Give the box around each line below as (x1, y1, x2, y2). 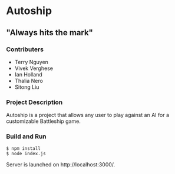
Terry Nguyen (14, 58, 49, 65)
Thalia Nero (14, 77, 43, 84)
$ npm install (6, 146, 41, 152)
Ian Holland (14, 71, 42, 78)
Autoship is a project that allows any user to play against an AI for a (6, 112, 170, 119)
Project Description (6, 98, 63, 106)
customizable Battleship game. (6, 118, 81, 125)
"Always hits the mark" (6, 28, 93, 38)
